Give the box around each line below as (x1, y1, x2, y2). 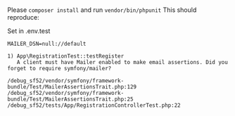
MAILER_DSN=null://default (7, 40, 87, 47)
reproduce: (7, 13, 40, 21)
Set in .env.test (7, 27, 51, 35)
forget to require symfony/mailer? (7, 65, 112, 72)
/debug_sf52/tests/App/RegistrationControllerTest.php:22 (7, 101, 181, 109)
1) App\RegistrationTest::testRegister (7, 52, 125, 60)
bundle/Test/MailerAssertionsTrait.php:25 (7, 96, 134, 103)
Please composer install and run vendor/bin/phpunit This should (7, 6, 197, 14)
